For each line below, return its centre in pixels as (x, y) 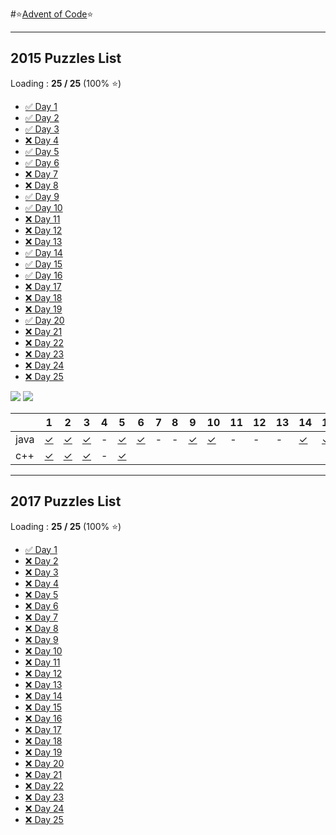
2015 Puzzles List (66, 58)
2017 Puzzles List (66, 501)
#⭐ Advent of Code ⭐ (52, 14)
